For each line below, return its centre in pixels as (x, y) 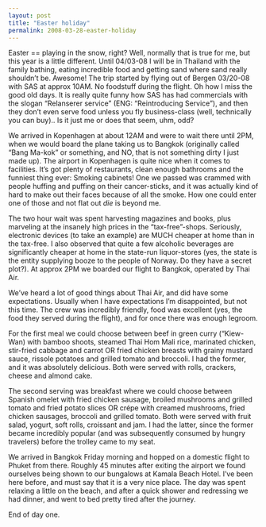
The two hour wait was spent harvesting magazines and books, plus (120, 218)
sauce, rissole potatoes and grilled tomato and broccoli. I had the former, (127, 359)
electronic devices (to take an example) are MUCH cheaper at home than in (132, 236)
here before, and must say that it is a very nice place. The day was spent (127, 483)
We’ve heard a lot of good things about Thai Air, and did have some (118, 293)
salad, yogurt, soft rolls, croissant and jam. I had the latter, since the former (131, 425)
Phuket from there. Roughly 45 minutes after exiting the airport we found (127, 466)
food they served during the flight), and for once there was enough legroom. (133, 318)
